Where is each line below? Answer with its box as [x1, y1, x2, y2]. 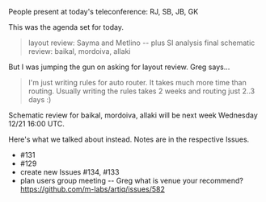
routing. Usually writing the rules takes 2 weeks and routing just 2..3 [27, 86, 255, 96]
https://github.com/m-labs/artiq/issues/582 [19, 184, 166, 194]
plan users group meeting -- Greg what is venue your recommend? [19, 176, 244, 185]
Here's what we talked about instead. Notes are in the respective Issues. [8, 134, 250, 144]
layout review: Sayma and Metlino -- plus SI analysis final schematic [27, 38, 255, 47]
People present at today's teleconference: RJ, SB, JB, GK [8, 7, 199, 16]
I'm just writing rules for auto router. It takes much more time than [27, 78, 247, 87]
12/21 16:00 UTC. [8, 119, 65, 128]
